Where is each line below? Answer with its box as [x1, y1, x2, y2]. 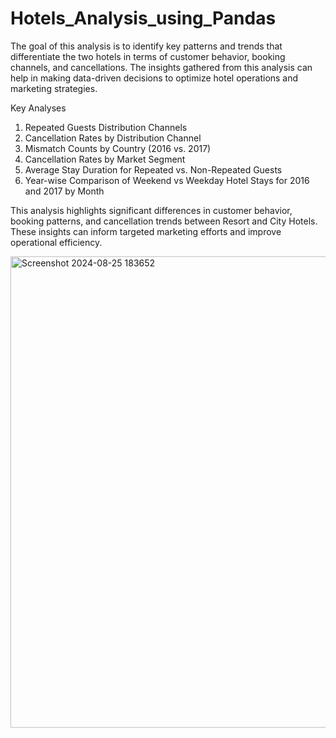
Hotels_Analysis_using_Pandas [10, 7, 277, 30]
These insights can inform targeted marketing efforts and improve [10, 225, 282, 237]
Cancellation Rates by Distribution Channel [24, 132, 202, 144]
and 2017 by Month [24, 185, 105, 197]
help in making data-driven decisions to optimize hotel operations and [10, 72, 299, 84]
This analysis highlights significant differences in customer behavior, [10, 204, 293, 216]
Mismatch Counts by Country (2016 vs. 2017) [24, 142, 212, 154]
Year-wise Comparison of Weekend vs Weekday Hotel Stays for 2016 [24, 174, 310, 186]
